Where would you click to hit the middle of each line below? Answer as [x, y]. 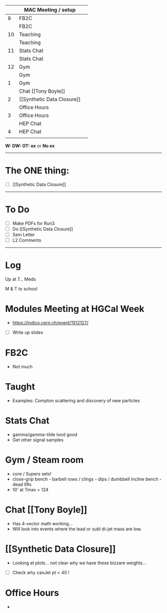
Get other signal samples [38, 440]
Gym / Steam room [44, 460]
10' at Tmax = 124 [30, 489]
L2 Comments [27, 240]
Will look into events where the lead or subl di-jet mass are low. [77, 529]
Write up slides [28, 332]
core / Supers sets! [32, 473]
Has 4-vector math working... [42, 523]
